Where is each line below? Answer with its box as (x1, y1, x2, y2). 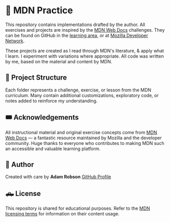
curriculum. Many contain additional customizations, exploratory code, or (5, 92, 159, 98)
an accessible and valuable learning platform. (5, 145, 101, 152)
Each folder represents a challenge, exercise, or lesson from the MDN (5, 87, 152, 93)
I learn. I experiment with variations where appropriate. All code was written (5, 53, 164, 59)
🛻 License (5, 189, 41, 198)
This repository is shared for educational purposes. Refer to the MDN (5, 205, 150, 211)
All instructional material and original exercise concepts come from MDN (5, 129, 157, 135)
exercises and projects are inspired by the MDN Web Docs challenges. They (5, 27, 165, 33)
